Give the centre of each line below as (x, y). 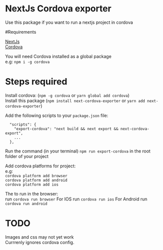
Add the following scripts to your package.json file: (57, 115)
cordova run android (27, 203)
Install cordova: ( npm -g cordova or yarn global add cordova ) (67, 95)
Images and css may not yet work (40, 237)
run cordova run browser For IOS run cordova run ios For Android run (76, 199)
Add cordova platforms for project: (40, 166)
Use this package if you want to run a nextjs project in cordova (69, 22)
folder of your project (27, 156)
